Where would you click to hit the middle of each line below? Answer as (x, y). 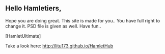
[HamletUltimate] (23, 36)
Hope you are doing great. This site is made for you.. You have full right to (83, 20)
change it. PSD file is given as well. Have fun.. (53, 26)
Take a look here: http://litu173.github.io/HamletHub (59, 46)
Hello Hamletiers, (33, 8)
